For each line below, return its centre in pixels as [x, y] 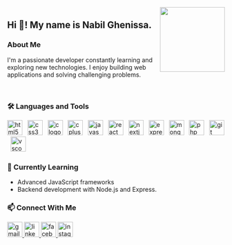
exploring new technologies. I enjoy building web [77, 67]
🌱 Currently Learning [43, 167]
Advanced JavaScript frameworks [66, 182]
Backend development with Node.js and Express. [87, 190]
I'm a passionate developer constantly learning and [80, 60]
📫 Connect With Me [42, 208]
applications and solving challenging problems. [74, 75]
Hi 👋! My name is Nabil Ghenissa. [79, 25]
